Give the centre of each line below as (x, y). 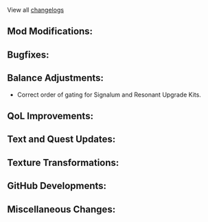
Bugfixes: (28, 54)
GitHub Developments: (57, 186)
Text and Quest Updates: (61, 139)
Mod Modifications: (50, 31)
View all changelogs (35, 10)
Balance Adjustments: (56, 78)
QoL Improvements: (50, 116)
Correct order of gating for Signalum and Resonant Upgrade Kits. (109, 95)
